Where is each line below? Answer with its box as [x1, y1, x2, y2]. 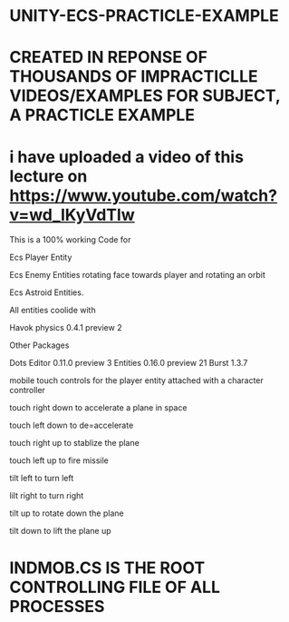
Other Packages [9, 340, 70, 350]
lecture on [9, 165, 88, 186]
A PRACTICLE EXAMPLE [9, 105, 195, 125]
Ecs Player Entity [9, 252, 72, 263]
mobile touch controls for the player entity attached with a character [9, 375, 265, 386]
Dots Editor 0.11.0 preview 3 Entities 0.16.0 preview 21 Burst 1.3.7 [9, 358, 248, 369]
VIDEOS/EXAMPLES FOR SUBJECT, [9, 85, 281, 106]
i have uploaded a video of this [9, 146, 245, 167]
